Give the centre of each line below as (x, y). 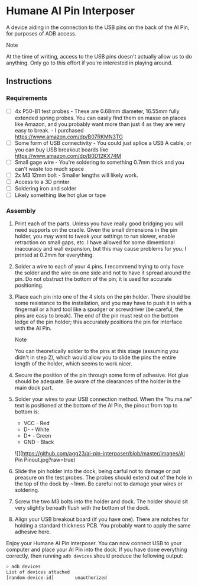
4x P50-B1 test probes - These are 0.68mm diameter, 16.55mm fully (97, 111)
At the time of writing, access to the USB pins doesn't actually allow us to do (99, 56)
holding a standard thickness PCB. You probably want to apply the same (103, 526)
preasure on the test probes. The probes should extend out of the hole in (103, 478)
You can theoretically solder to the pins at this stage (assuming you (96, 351)
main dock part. (34, 388)
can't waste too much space (49, 169)
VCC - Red (37, 423)
